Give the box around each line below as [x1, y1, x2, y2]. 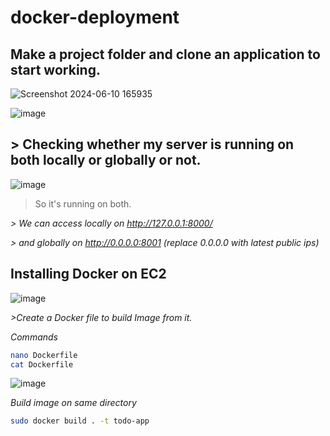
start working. [10, 61, 101, 78]
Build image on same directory [10, 397, 137, 409]
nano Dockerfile [10, 350, 78, 360]
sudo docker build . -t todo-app [10, 416, 150, 426]
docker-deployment [10, 6, 180, 29]
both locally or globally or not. [10, 152, 202, 169]
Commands [10, 331, 58, 343]
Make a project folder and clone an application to [10, 46, 321, 63]
